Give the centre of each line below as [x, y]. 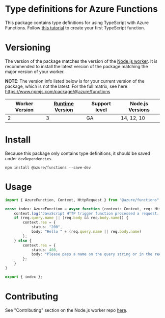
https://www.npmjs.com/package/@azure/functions [58, 91]
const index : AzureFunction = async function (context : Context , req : [79, 209]
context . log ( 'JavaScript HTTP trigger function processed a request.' [88, 213]
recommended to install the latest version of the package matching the [77, 66]
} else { [23, 241]
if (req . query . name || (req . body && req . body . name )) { [71, 218]
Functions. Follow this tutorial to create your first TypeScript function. [75, 27]
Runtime [64, 103]
